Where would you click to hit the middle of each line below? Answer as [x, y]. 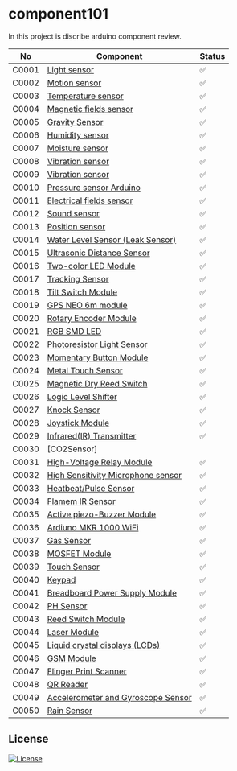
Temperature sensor [86, 96]
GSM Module [72, 658]
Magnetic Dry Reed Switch [97, 383]
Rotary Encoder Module [92, 318]
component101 [58, 14]
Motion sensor [74, 83]
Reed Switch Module [86, 619]
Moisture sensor [78, 148]
